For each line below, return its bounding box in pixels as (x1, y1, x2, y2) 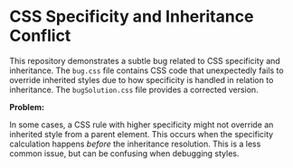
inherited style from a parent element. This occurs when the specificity (9, 128, 274, 139)
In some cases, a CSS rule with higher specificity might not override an (9, 119, 274, 130)
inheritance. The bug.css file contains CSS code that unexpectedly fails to (9, 65, 284, 76)
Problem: (9, 101, 45, 112)
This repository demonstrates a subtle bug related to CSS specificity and (9, 55, 280, 66)
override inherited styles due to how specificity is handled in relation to (9, 74, 274, 85)
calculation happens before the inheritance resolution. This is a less (9, 138, 261, 149)
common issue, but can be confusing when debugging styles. (9, 147, 240, 159)
